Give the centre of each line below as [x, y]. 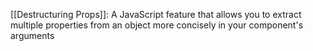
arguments [32, 35]
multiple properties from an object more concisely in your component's [157, 25]
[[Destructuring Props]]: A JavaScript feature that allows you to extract [156, 14]
